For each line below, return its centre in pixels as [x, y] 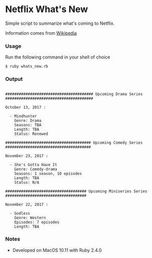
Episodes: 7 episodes [37, 222]
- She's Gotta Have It [33, 165]
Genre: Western [30, 218]
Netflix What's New [47, 9]
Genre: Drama [28, 120]
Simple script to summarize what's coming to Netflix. [60, 23]
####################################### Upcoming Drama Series [74, 94]
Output [14, 79]
